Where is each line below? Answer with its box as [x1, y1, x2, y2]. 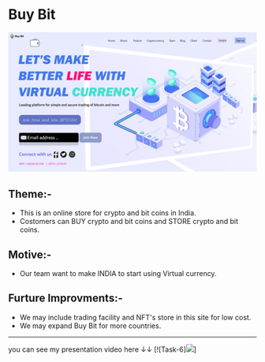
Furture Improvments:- [8, 292, 124, 305]
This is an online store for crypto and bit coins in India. [19, 208, 196, 218]
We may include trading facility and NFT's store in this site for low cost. [19, 312, 252, 322]
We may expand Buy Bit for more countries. [19, 321, 162, 330]
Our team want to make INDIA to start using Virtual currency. [19, 269, 217, 278]
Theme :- [8, 187, 53, 200]
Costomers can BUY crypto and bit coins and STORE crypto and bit [19, 217, 239, 226]
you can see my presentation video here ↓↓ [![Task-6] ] [8, 345, 197, 354]
